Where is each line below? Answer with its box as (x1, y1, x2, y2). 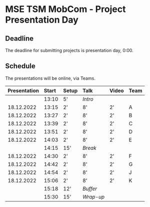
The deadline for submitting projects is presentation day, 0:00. (5, 48, 133, 53)
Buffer (82, 185, 97, 192)
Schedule (5, 62, 36, 71)
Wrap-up (82, 193, 105, 200)
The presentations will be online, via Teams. (5, 75, 96, 81)
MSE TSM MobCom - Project (5, 4, 126, 15)
